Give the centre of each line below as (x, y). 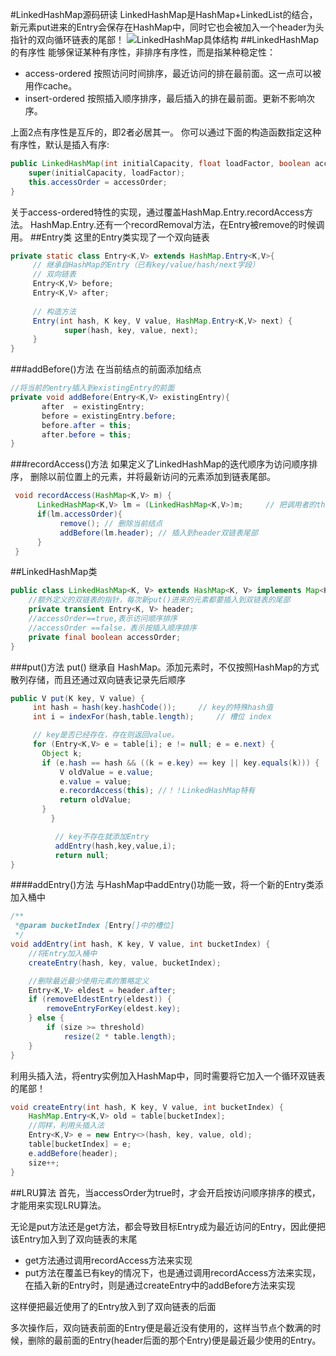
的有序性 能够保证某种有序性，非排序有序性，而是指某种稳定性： (143, 52)
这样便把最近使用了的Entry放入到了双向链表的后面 (113, 1306)
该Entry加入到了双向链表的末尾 (74, 1239)
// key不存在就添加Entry (102, 836)
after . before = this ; (86, 434)
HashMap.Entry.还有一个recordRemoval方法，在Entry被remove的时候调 (177, 224)
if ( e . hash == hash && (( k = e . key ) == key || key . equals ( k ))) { (180, 763)
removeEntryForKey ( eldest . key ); (114, 1009)
